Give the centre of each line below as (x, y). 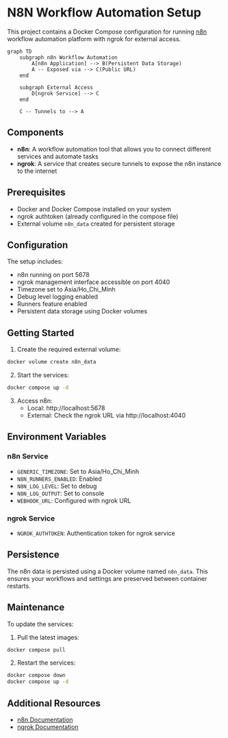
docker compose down (37, 676)
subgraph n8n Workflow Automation (68, 57)
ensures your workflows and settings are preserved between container (107, 578)
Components (35, 133)
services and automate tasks (58, 156)
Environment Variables (57, 437)
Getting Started (41, 333)
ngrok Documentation (48, 727)
